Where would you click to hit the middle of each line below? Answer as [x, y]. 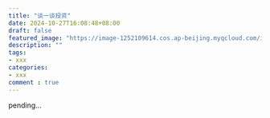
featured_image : [35, 38]
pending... [25, 105]
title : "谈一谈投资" [39, 16]
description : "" [35, 45]
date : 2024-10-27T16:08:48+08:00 [64, 23]
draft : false [30, 30]
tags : [17, 53]
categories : [28, 68]
